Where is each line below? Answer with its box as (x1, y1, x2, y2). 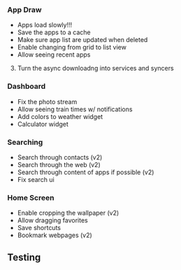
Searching (7, 137, 43, 147)
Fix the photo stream (17, 97, 78, 106)
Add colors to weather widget (17, 112, 103, 120)
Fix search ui (17, 175, 55, 183)
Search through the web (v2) (17, 160, 101, 169)
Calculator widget (17, 120, 68, 128)
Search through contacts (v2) (17, 152, 103, 162)
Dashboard (7, 82, 46, 92)
